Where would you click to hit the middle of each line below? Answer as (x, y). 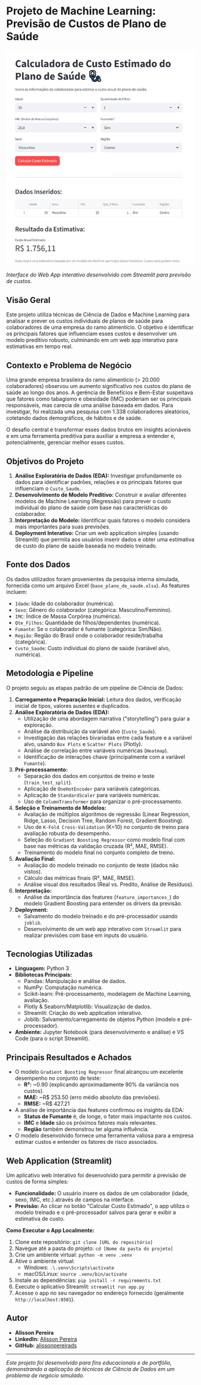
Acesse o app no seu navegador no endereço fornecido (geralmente (99, 1293)
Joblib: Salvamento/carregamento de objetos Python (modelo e (102, 1019)
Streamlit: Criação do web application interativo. (83, 1013)
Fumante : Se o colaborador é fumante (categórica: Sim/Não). (89, 629)
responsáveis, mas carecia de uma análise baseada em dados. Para (90, 405)
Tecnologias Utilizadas (50, 954)
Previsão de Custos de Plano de (86, 24)
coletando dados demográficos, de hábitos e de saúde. (74, 418)
